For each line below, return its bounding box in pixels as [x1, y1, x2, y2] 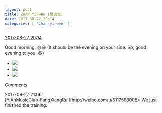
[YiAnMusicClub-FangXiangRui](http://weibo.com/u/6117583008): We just [5, 97, 157, 103]
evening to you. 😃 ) [5, 50, 44, 56]
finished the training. [5, 102, 48, 108]
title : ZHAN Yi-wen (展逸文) [5, 12, 64, 17]
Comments [5, 82, 28, 88]
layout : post [5, 7, 32, 12]
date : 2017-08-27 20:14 [5, 16, 55, 21]
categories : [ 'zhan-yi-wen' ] [5, 21, 70, 26]
